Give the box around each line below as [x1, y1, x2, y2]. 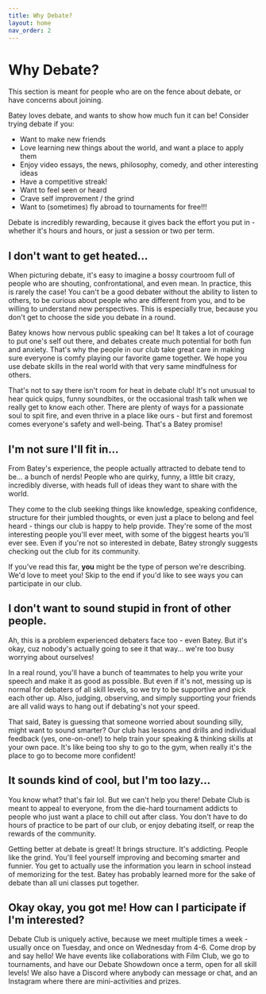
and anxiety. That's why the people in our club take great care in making [8, 345, 245, 355]
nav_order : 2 [8, 26, 52, 34]
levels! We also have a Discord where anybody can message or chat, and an [8, 968, 258, 978]
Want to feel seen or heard [19, 185, 107, 195]
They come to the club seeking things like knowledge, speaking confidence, [8, 504, 257, 514]
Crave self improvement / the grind [19, 194, 135, 204]
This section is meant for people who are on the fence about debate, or [8, 87, 241, 96]
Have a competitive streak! [19, 177, 108, 187]
